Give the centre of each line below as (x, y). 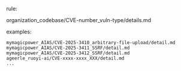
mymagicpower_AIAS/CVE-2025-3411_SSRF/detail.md (68, 48)
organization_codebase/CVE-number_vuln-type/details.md (79, 20)
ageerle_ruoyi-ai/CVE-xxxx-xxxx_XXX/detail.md (65, 58)
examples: (19, 32)
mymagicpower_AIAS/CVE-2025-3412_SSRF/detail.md (68, 53)
